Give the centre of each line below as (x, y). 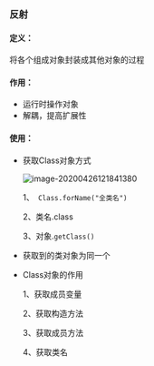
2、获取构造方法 (53, 313)
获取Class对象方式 (57, 160)
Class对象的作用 (53, 274)
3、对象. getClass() (58, 236)
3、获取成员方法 (53, 332)
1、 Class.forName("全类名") (75, 197)
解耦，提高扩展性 (54, 116)
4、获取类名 (45, 351)
